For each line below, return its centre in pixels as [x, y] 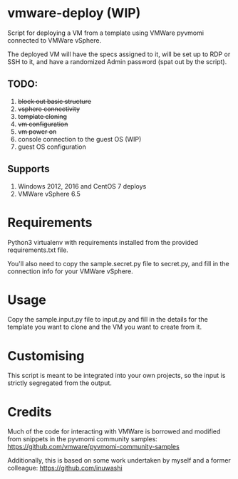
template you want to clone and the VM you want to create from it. [104, 327]
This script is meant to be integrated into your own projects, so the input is [117, 376]
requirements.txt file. [38, 250]
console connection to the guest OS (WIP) [79, 139]
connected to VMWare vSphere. [55, 40]
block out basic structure [54, 101]
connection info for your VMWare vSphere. [70, 271]
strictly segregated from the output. [60, 383]
